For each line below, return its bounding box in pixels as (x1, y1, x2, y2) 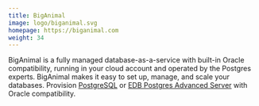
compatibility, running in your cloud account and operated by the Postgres (8, 64, 252, 74)
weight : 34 (8, 33, 44, 42)
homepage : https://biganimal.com (8, 26, 119, 34)
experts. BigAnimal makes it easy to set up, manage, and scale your (8, 72, 230, 81)
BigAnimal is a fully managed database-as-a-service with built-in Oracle (8, 55, 245, 65)
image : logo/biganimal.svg (8, 19, 98, 27)
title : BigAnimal (8, 11, 66, 20)
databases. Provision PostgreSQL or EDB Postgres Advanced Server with (8, 81, 248, 90)
